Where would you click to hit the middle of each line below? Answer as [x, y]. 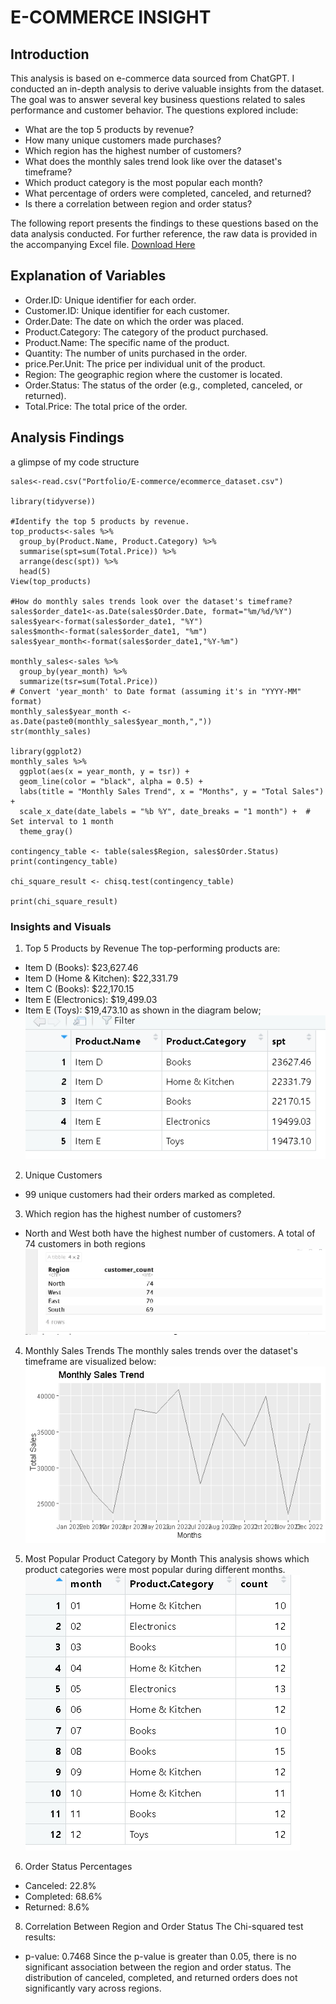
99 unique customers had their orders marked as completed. [150, 1195]
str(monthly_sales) [51, 731]
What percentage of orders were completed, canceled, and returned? [168, 193]
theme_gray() [46, 831]
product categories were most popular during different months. [155, 1570]
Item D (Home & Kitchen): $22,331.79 [101, 978]
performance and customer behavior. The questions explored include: [154, 110]
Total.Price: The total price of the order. [106, 406]
